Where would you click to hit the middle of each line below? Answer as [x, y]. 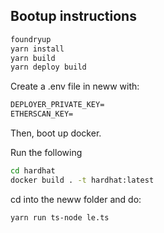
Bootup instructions [73, 16]
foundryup [31, 39]
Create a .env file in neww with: [75, 86]
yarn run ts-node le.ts [60, 217]
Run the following [46, 153]
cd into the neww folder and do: [76, 199]
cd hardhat [33, 171]
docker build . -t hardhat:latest [82, 180]
